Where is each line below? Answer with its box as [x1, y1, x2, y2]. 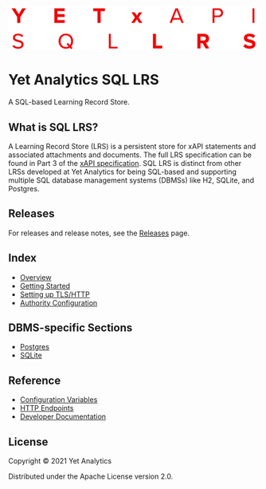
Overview [19, 272, 52, 282]
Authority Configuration [19, 298, 98, 307]
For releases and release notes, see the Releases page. [8, 228, 190, 238]
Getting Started [19, 281, 70, 290]
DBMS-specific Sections [8, 321, 133, 334]
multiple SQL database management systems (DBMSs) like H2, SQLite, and [8, 175, 255, 185]
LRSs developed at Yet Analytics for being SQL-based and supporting [8, 167, 237, 176]
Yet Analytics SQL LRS [8, 71, 159, 89]
